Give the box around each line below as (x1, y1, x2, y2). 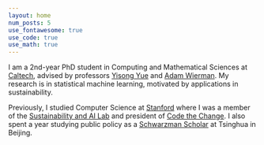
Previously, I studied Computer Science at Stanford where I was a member (8, 103, 251, 113)
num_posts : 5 (8, 19, 51, 27)
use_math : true (8, 41, 58, 49)
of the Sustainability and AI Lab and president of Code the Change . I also (8, 111, 246, 121)
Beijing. (8, 128, 33, 138)
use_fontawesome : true (8, 26, 83, 34)
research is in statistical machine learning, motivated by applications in (8, 80, 239, 89)
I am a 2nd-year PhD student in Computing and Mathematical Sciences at (8, 62, 247, 72)
